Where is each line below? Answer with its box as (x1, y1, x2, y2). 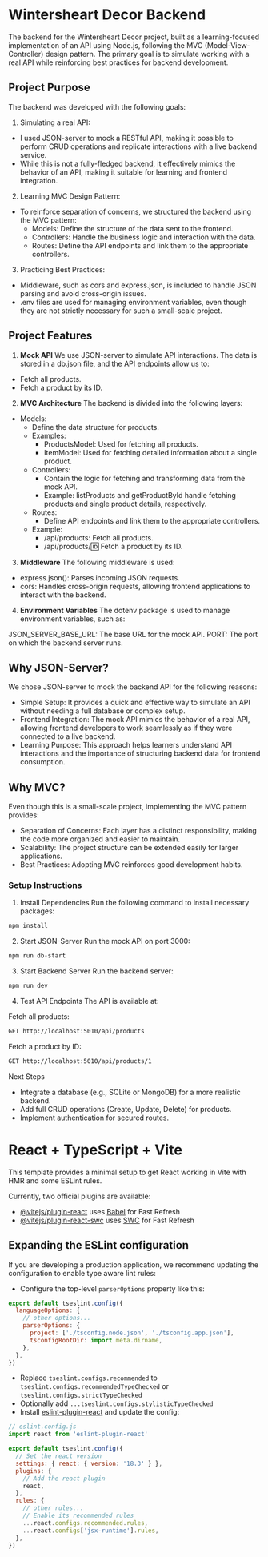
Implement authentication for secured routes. (19, 1113, 170, 1122)
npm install (8, 922, 48, 930)
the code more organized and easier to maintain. (19, 834, 181, 844)
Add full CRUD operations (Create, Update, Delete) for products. (19, 1104, 232, 1114)
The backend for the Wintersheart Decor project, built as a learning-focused (8, 32, 260, 42)
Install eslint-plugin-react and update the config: (19, 1407, 180, 1417)
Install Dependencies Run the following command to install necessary (19, 898, 250, 908)
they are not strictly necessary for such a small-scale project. (19, 306, 222, 315)
